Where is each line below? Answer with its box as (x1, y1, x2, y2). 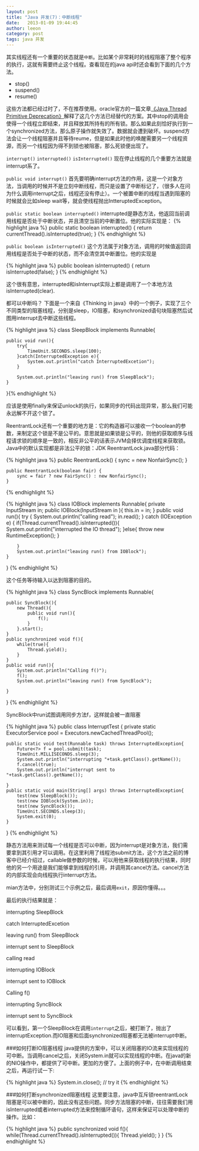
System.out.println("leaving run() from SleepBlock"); (17, 374, 155, 380)
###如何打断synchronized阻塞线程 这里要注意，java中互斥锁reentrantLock (6, 1091, 188, 1098)
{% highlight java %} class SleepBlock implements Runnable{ (6, 327, 156, 333)
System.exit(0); (17, 814, 57, 820)
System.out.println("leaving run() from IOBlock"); (17, 548, 147, 554)
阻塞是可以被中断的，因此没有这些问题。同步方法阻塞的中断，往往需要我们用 (6, 1099, 193, 1105)
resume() (14, 93, 37, 100)
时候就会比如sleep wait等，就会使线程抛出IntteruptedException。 (6, 197, 165, 204)
